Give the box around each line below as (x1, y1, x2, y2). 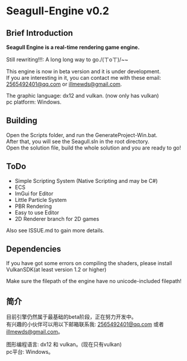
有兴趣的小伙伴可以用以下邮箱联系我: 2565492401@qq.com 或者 (6, 320, 164, 328)
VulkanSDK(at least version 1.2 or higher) (6, 266, 107, 273)
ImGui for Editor (14, 189, 53, 197)
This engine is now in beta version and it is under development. (6, 68, 161, 75)
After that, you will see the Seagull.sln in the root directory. (6, 138, 150, 145)
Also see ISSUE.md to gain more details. (6, 226, 104, 234)
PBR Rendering (14, 203, 52, 210)
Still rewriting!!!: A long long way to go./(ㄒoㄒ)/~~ (6, 56, 129, 63)
